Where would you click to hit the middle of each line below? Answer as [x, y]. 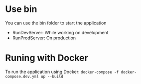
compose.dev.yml [22, 76]
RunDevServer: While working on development [60, 32]
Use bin [21, 9]
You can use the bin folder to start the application [56, 23]
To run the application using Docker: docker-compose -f [62, 72]
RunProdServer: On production [44, 38]
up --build [52, 76]
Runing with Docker [47, 58]
